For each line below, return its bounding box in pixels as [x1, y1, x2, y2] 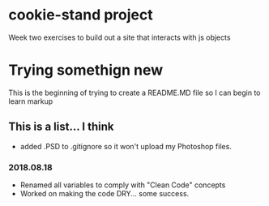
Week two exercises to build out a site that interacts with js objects [8, 32, 231, 42]
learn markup [8, 96, 53, 106]
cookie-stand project [8, 6, 154, 24]
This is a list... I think [8, 120, 114, 134]
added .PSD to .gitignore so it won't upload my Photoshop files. [19, 141, 233, 151]
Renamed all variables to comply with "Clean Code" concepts [19, 180, 226, 190]
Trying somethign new [8, 61, 164, 79]
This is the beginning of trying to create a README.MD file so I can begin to [8, 88, 261, 97]
